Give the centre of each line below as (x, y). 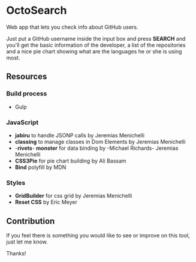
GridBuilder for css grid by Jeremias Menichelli (73, 196)
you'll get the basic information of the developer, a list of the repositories (96, 45)
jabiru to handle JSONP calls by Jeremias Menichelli (80, 135)
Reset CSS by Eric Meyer (46, 202)
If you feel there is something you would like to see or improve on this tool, (98, 236)
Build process (27, 94)
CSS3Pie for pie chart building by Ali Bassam (71, 161)
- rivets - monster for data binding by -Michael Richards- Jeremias (97, 148)
